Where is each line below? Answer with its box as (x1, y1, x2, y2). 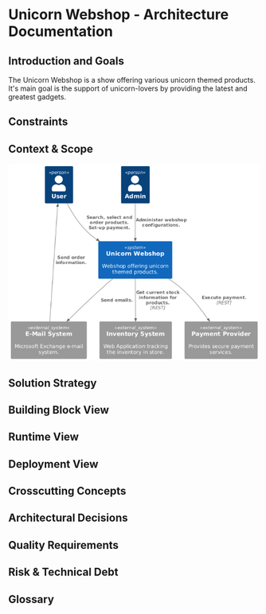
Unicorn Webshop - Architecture (8, 6, 229, 24)
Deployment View (8, 457, 99, 471)
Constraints (8, 115, 68, 129)
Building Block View (8, 403, 110, 417)
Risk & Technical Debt (8, 565, 119, 579)
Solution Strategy (8, 376, 97, 390)
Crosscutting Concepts (8, 484, 127, 498)
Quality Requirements (8, 538, 119, 552)
